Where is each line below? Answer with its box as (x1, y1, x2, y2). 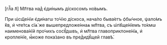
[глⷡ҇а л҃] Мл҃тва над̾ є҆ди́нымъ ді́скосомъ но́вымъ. (5, 6, 108, 12)
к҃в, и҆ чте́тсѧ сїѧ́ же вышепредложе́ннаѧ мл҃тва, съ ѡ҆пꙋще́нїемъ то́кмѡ (5, 22, 156, 28)
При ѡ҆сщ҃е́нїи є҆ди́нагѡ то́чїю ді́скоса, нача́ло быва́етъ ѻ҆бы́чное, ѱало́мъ (5, 16, 162, 22)
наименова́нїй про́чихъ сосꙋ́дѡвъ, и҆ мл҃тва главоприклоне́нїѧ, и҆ (5, 28, 143, 34)
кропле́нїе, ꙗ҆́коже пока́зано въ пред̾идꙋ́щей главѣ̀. (5, 34, 115, 40)
